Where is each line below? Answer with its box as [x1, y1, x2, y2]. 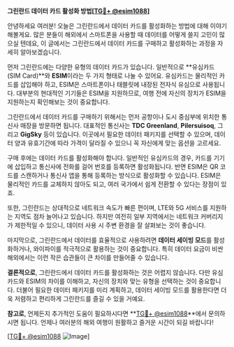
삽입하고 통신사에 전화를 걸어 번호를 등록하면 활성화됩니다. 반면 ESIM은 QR [14, 162, 219, 171]
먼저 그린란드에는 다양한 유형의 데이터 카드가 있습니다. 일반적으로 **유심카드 [7, 63, 215, 71]
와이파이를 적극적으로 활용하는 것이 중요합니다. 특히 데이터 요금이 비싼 [33, 245, 224, 253]
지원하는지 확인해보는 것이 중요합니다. [7, 98, 110, 106]
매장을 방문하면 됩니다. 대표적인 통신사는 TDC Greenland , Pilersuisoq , [20, 122, 217, 129]
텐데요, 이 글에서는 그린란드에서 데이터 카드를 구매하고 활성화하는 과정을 [20, 39, 217, 48]
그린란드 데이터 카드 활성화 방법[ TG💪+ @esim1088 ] [7, 7, 150, 15]
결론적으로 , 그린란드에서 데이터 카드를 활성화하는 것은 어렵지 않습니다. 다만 [7, 269, 211, 276]
